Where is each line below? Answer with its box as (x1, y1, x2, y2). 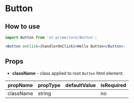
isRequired (100, 82, 126, 88)
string (38, 90, 51, 97)
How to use (5, 22, 40, 31)
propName (7, 82, 33, 88)
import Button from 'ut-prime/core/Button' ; (5, 35, 97, 40)
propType (38, 82, 61, 88)
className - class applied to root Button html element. (12, 70, 124, 76)
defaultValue (65, 82, 96, 88)
